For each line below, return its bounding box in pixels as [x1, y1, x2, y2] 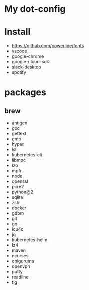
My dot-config [4, 3, 66, 15]
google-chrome [11, 53, 44, 59]
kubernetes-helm [11, 237, 48, 243]
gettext [11, 131, 27, 137]
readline [11, 274, 29, 280]
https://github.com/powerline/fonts [11, 43, 84, 49]
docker [11, 205, 27, 211]
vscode [11, 48, 28, 54]
